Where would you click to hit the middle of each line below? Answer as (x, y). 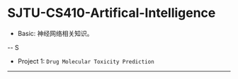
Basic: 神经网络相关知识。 (55, 33)
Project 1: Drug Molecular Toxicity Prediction (86, 61)
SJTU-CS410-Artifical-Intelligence (112, 13)
